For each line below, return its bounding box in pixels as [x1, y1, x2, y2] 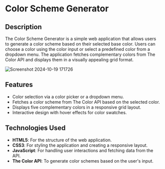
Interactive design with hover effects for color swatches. [12, 109, 127, 115]
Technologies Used [5, 124, 66, 132]
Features [5, 81, 33, 89]
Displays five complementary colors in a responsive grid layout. [12, 104, 141, 110]
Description [5, 23, 42, 31]
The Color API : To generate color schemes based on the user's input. [12, 158, 154, 164]
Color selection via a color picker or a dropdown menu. [12, 93, 124, 99]
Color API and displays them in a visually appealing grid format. [5, 57, 134, 62]
